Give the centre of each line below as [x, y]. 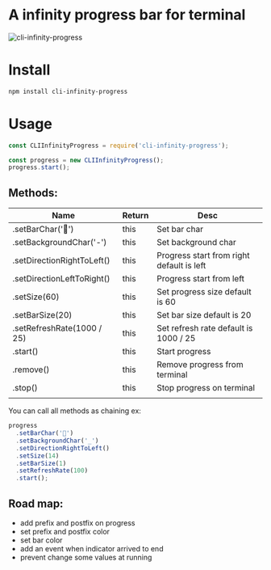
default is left [181, 266]
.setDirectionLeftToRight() [61, 279]
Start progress [184, 352]
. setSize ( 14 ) [38, 456]
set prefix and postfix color [65, 531]
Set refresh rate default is [205, 328]
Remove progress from [200, 365]
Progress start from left [200, 279]
